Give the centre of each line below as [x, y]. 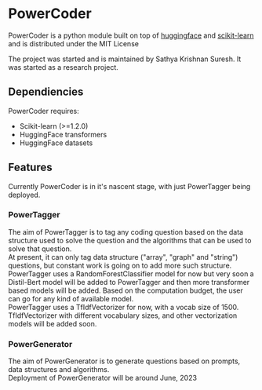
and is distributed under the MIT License [74, 43]
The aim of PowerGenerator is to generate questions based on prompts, [124, 361]
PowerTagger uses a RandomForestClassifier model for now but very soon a [131, 273]
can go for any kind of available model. [71, 298]
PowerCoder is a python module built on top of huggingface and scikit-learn [131, 35]
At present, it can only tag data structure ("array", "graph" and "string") [123, 257]
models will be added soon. [53, 323]
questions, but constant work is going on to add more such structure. [120, 265]
